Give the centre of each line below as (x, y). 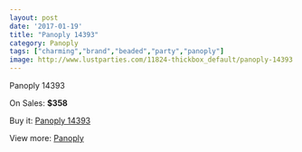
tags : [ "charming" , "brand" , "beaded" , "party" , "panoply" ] (117, 52)
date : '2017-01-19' (46, 26)
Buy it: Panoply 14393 (50, 120)
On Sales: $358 (38, 103)
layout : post (34, 18)
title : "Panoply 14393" (54, 34)
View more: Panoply (47, 138)
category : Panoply (44, 43)
